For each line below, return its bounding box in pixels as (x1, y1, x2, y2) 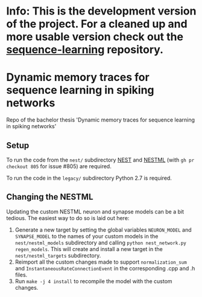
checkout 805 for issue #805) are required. (6, 162, 112, 170)
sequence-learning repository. (6, 43, 164, 57)
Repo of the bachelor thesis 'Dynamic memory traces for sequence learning (6, 116, 195, 123)
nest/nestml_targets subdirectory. (14, 252, 101, 259)
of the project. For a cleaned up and (6, 17, 188, 31)
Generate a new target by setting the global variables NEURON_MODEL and (14, 226, 192, 233)
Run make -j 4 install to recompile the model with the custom (14, 277, 173, 285)
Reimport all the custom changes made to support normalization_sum (14, 258, 187, 266)
